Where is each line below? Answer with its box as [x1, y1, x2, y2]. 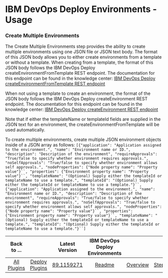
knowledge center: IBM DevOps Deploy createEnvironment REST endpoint [5, 106, 158, 112]
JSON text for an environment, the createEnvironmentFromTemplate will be [5, 121, 159, 127]
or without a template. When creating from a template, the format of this [5, 59, 153, 66]
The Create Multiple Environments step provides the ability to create [5, 44, 146, 50]
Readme [94, 261, 114, 268]
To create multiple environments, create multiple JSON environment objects [5, 136, 161, 143]
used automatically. [5, 127, 45, 133]
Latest [59, 240, 75, 247]
